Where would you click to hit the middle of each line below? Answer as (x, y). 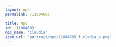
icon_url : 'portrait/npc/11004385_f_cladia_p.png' (58, 37)
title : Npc (16, 23)
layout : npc (17, 10)
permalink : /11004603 (28, 14)
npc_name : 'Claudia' (27, 33)
